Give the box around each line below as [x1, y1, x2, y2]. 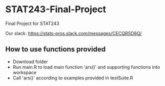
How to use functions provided [5, 45, 106, 54]
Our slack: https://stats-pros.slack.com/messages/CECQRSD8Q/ [5, 30, 142, 36]
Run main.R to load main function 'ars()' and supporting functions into [12, 64, 160, 70]
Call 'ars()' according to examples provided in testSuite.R [12, 75, 133, 81]
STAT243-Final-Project [5, 4, 107, 15]
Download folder [12, 59, 48, 65]
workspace [12, 69, 37, 75]
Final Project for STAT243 [5, 20, 60, 26]
